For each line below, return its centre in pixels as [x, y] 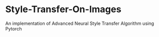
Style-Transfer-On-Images [63, 9]
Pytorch [14, 28]
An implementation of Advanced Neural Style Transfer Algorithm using [80, 23]
